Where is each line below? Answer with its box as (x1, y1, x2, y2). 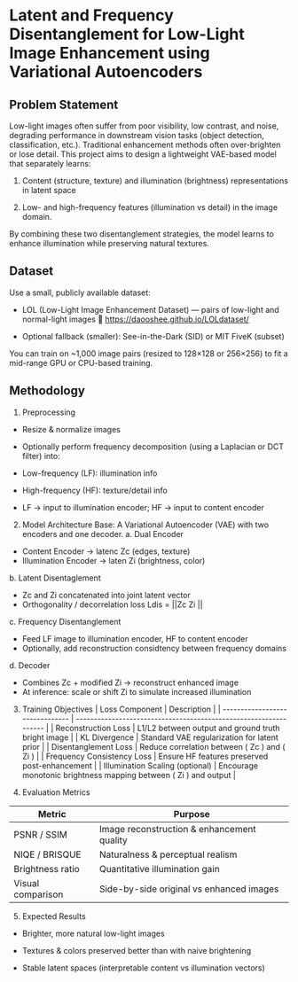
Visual (13, 877, 40, 889)
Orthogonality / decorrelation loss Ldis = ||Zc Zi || (21, 599, 203, 610)
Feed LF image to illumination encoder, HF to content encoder (21, 633, 248, 643)
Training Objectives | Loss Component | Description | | (21, 704, 222, 714)
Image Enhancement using (9, 43, 210, 63)
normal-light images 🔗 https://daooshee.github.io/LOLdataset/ (21, 314, 250, 324)
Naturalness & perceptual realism (98, 848, 238, 861)
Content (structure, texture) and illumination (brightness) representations (21, 175, 288, 186)
